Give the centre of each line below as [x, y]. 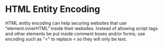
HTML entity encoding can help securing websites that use [66, 23]
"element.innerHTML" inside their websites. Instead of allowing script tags [81, 28]
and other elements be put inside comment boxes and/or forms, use [75, 33]
